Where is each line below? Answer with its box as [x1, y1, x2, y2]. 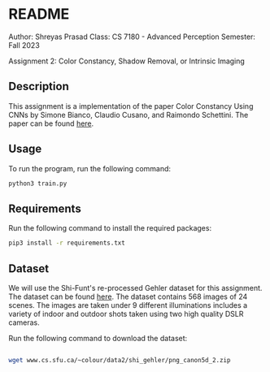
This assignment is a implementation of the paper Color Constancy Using [8, 101, 254, 110]
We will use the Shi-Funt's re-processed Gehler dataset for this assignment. [8, 283, 263, 292]
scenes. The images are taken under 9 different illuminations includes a [8, 300, 248, 309]
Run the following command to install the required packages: [8, 223, 212, 233]
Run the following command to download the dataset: [8, 333, 188, 343]
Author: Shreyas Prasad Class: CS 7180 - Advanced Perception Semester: [8, 32, 256, 41]
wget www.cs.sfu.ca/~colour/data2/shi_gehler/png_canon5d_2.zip [8, 356, 231, 364]
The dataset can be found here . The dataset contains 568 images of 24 [8, 292, 248, 301]
